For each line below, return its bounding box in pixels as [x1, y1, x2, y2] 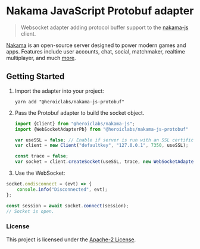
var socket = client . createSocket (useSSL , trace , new [14, 159, 152, 165]
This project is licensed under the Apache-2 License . [6, 236, 136, 243]
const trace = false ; [14, 153, 69, 159]
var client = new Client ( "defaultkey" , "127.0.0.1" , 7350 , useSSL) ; [14, 143, 189, 149]
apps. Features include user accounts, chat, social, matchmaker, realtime [6, 48, 186, 55]
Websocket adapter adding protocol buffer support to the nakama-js [20, 24, 189, 31]
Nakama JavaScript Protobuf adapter [6, 4, 194, 18]
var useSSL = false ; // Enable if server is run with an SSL [14, 137, 170, 143]
